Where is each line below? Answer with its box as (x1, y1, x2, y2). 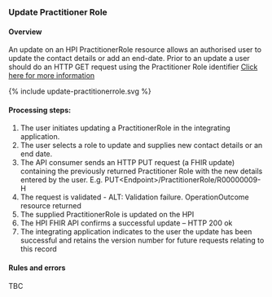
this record (20, 244, 57, 254)
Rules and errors (8, 263, 66, 273)
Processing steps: (8, 105, 72, 115)
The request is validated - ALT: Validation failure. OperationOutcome (20, 192, 250, 202)
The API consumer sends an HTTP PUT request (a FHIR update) (20, 158, 235, 168)
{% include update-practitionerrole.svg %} (8, 86, 152, 96)
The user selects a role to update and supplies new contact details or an (20, 141, 263, 151)
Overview (8, 27, 42, 37)
